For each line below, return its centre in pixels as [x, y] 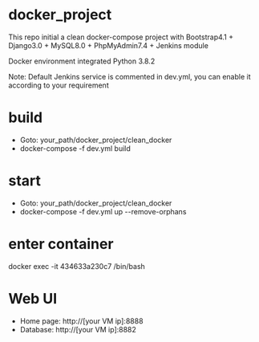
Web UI [33, 298]
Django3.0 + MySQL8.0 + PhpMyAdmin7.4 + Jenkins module [108, 45]
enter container [61, 244]
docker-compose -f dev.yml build [75, 148]
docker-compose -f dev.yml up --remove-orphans [103, 211]
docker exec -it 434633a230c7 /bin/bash [77, 266]
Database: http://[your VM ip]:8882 [78, 329]
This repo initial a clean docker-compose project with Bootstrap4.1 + [121, 37]
